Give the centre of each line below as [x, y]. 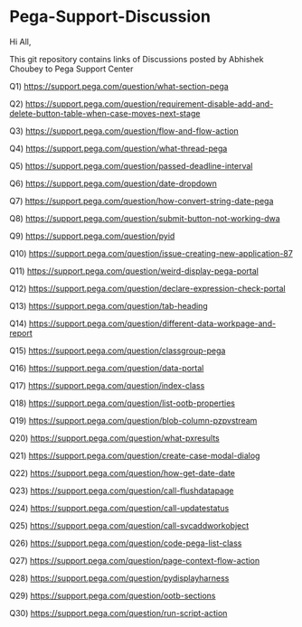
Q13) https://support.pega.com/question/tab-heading [109, 305]
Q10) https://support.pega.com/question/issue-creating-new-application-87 [151, 253]
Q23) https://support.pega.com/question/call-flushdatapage [122, 491]
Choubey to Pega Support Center [71, 69]
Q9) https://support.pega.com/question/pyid [92, 236]
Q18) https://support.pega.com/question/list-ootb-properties [122, 403]
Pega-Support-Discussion [110, 17]
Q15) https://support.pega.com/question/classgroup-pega [118, 351]
